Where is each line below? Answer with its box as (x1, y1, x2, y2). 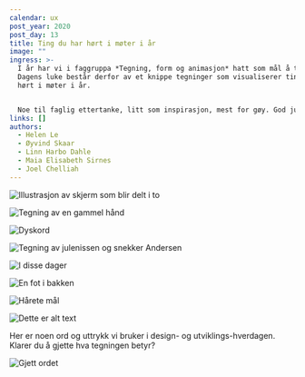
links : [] (9, 114, 47, 123)
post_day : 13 (9, 30, 59, 39)
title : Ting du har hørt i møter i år (9, 38, 156, 48)
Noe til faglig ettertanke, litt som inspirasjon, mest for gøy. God (17, 105, 286, 114)
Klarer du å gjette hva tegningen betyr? (9, 340, 156, 351)
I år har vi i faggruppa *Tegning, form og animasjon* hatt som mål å (17, 64, 290, 74)
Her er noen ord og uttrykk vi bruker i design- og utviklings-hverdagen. (9, 330, 276, 341)
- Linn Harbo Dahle (17, 147, 92, 157)
